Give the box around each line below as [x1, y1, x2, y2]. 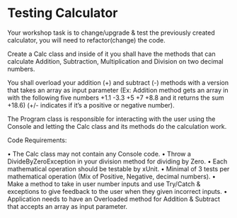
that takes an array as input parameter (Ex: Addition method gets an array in [7, 86, 229, 94]
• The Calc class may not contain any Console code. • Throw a [7, 149, 191, 158]
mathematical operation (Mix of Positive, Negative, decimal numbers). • [7, 172, 216, 180]
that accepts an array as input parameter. [7, 202, 128, 210]
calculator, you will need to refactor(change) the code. [7, 35, 166, 44]
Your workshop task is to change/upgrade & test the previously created [7, 28, 215, 37]
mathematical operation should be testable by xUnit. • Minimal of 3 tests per [7, 164, 230, 173]
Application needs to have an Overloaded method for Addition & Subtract [7, 195, 221, 203]
